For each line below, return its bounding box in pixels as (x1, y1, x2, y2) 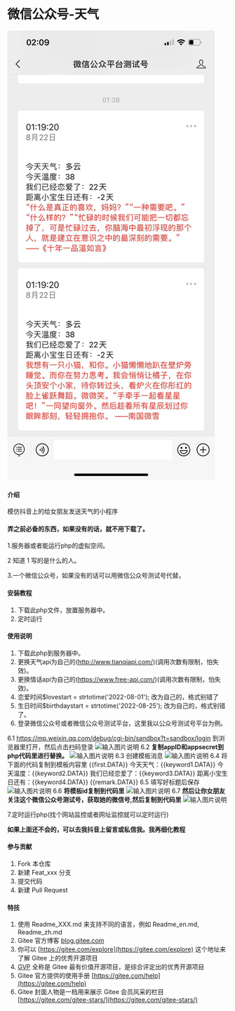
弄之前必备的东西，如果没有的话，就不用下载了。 (7, 524, 149, 533)
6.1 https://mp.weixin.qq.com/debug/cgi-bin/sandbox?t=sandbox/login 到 (7, 734, 219, 742)
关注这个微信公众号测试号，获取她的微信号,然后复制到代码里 (7, 795, 182, 804)
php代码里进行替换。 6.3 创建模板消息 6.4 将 (7, 751, 228, 760)
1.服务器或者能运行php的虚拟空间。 (7, 541, 109, 550)
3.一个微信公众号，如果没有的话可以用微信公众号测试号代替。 (7, 571, 185, 580)
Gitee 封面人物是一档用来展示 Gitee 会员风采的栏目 (17, 988, 164, 996)
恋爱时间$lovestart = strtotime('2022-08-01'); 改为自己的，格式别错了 (17, 692, 219, 701)
